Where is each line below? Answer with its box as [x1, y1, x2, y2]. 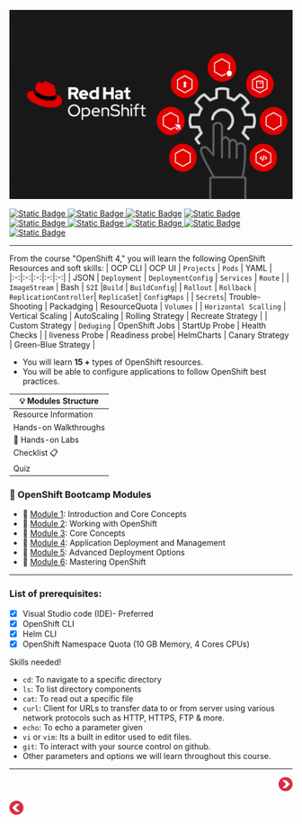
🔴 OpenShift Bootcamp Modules [9, 488, 152, 501]
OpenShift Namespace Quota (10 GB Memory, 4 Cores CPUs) [22, 638, 250, 649]
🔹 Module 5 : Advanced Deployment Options [22, 547, 186, 558]
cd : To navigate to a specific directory [22, 674, 162, 684]
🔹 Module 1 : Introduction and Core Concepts [22, 509, 187, 520]
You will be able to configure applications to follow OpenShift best [22, 366, 267, 376]
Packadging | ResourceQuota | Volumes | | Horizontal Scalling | [49, 301, 287, 312]
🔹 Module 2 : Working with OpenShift [22, 519, 157, 530]
